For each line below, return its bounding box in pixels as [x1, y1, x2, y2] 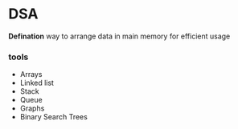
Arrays [19, 70, 43, 79]
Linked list [19, 78, 55, 88]
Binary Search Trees [19, 112, 88, 122]
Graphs [19, 103, 45, 113]
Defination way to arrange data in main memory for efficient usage [8, 31, 231, 41]
